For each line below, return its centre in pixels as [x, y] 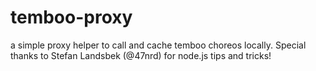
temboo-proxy [71, 17]
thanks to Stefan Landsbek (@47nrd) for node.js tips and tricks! [141, 55]
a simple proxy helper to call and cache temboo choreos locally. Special [158, 45]
